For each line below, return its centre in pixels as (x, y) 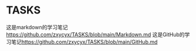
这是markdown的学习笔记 (37, 27)
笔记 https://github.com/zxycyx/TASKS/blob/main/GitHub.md (84, 42)
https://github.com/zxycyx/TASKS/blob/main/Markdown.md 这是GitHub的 (96, 34)
